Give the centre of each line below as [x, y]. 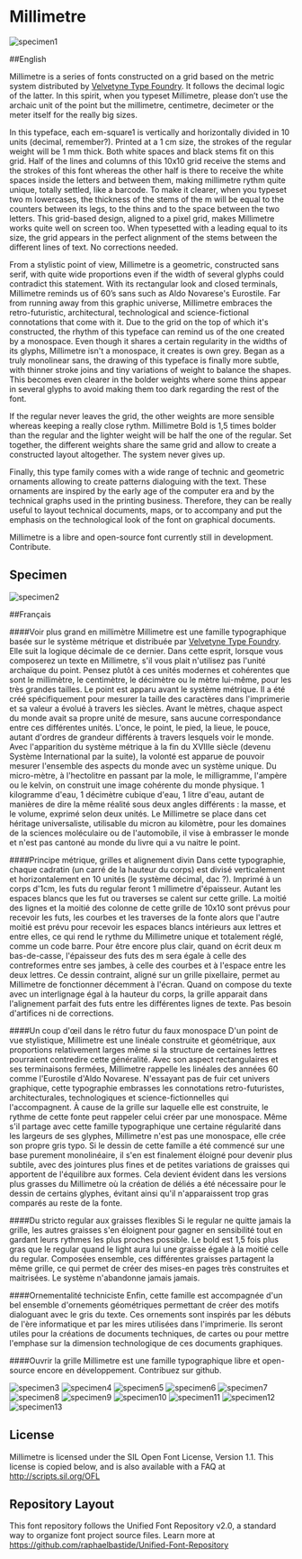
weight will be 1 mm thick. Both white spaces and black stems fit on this [142, 151]
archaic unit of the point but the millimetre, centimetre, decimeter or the [142, 105]
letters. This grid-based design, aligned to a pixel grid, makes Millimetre [142, 218]
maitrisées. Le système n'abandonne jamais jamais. [105, 1278]
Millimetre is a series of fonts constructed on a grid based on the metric [142, 76]
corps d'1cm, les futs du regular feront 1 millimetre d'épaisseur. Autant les [145, 889]
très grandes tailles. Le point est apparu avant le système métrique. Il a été [147, 689]
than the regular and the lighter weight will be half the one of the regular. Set [151, 435]
